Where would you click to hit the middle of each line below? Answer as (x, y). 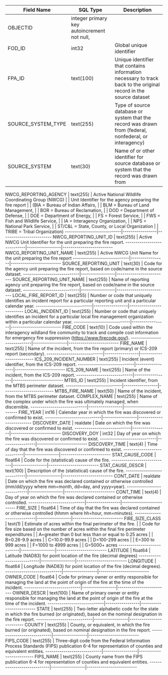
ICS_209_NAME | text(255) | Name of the (108, 370)
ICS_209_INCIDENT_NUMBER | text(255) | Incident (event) (95, 359)
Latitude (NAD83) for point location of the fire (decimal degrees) (71, 555)
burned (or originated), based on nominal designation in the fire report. (78, 630)
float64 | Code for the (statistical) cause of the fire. (58, 460)
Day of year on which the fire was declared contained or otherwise (74, 497)
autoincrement (88, 31)
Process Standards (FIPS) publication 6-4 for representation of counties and (84, 646)
